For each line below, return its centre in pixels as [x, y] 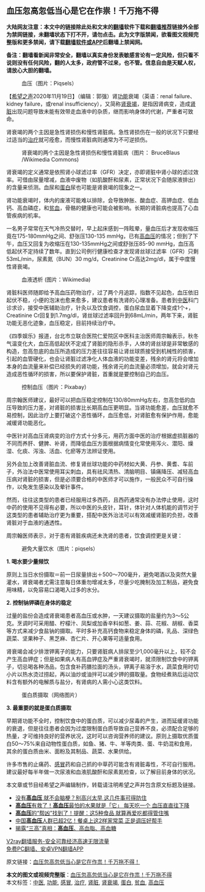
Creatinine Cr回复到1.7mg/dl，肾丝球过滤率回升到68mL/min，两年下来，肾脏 [102, 315]
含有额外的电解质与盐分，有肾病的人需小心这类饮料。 [78, 682]
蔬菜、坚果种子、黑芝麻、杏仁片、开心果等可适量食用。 [76, 638]
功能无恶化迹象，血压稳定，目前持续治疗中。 [63, 323]
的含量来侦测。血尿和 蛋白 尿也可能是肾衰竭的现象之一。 [76, 187]
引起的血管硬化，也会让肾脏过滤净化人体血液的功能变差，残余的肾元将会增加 [103, 359]
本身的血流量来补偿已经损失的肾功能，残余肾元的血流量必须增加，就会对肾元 [103, 366]
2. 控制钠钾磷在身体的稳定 [39, 602]
